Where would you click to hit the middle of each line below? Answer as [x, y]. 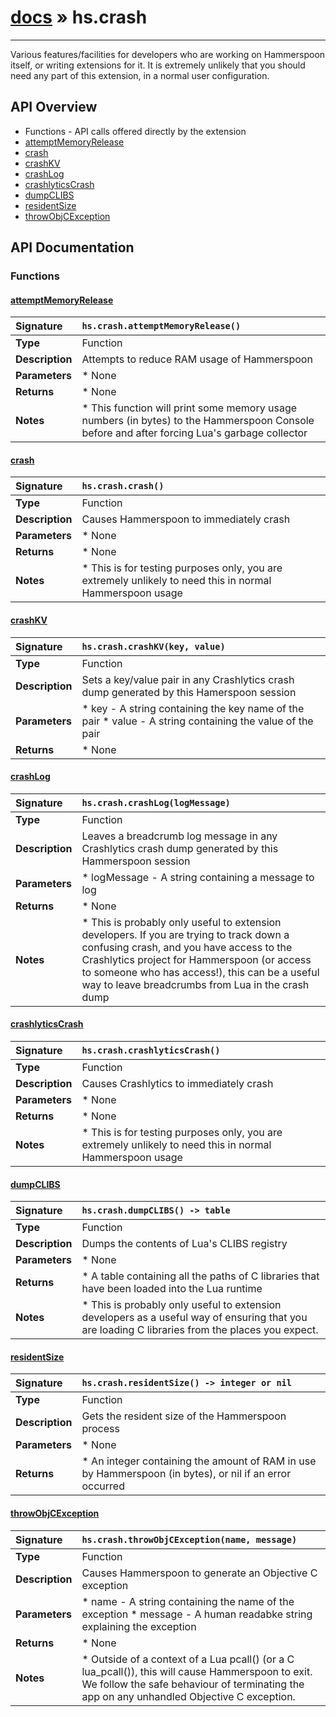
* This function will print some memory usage [189, 408]
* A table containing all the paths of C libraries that [200, 1276]
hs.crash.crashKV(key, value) [153, 646]
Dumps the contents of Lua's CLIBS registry [184, 1244]
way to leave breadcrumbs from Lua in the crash [195, 984]
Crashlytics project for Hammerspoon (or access [196, 959]
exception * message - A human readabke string [197, 1614]
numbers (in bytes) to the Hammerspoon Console [198, 421]
